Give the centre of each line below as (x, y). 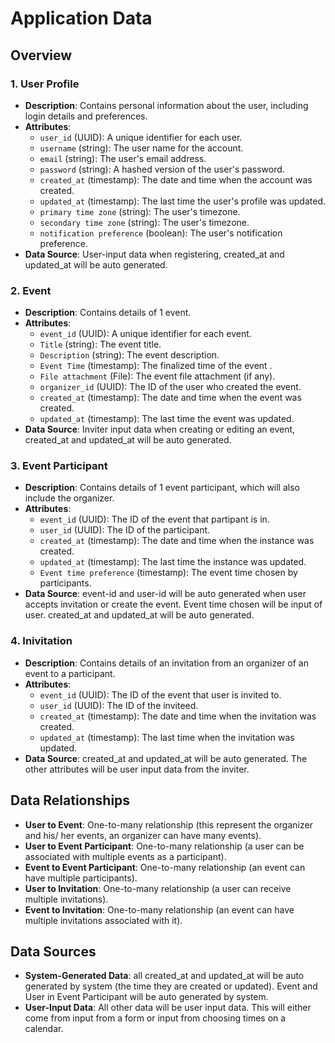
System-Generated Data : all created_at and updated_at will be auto (164, 976)
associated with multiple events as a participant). (125, 856)
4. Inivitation (41, 641)
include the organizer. (69, 498)
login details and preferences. (86, 116)
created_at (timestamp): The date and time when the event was (170, 398)
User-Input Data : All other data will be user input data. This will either (168, 1008)
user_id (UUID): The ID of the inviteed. (119, 705)
